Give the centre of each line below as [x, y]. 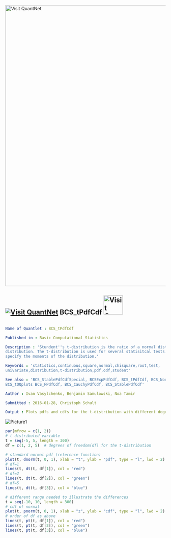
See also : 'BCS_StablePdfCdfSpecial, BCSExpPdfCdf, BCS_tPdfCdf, [77, 380]
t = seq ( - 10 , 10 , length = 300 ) [39, 502]
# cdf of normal [22, 507]
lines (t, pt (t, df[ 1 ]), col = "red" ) [45, 521]
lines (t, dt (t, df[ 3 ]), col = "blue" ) [46, 488]
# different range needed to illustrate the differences [67, 497]
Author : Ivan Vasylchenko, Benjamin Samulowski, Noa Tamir [70, 393]
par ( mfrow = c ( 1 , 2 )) [28, 431]
